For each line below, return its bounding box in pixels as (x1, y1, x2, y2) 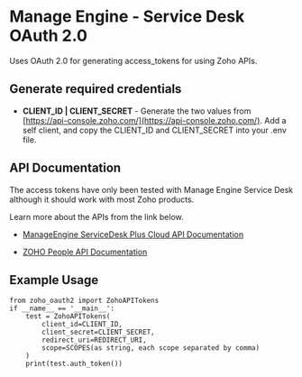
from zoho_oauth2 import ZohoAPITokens (9, 296, 160, 306)
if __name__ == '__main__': (9, 304, 115, 313)
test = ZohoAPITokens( (25, 312, 111, 321)
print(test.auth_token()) (25, 359, 124, 369)
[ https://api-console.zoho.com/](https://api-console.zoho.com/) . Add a (22, 115, 287, 125)
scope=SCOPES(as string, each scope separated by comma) (41, 344, 260, 353)
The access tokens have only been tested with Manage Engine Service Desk (9, 184, 294, 195)
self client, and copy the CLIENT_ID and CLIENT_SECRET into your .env (22, 124, 287, 135)
